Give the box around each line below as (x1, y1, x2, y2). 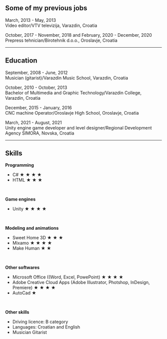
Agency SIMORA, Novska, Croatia (5, 130, 75, 136)
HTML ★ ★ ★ (12, 177, 43, 183)
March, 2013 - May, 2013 (5, 17, 56, 23)
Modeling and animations (5, 225, 59, 231)
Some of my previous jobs (5, 4, 87, 12)
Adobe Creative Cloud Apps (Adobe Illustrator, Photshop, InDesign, (12, 279, 150, 285)
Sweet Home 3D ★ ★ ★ (12, 235, 64, 241)
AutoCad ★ (12, 290, 36, 296)
